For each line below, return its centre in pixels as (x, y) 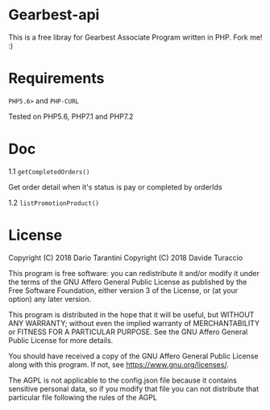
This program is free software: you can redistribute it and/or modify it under (134, 273)
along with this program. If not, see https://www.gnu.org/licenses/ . (119, 364)
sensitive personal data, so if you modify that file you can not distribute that (134, 388)
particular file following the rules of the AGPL (83, 397)
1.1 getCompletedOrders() (49, 171)
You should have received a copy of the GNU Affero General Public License (133, 356)
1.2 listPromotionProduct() (54, 203)
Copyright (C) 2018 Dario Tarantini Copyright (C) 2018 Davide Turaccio (126, 257)
